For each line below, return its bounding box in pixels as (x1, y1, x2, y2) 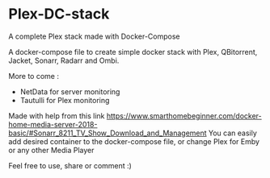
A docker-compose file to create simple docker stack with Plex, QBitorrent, (8, 47, 258, 56)
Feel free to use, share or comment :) (8, 160, 132, 170)
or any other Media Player (8, 145, 95, 155)
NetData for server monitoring (19, 86, 120, 97)
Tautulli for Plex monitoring (19, 95, 110, 105)
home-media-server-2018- (8, 119, 98, 129)
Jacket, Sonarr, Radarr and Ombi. (8, 56, 120, 65)
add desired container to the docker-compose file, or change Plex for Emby (8, 136, 260, 146)
